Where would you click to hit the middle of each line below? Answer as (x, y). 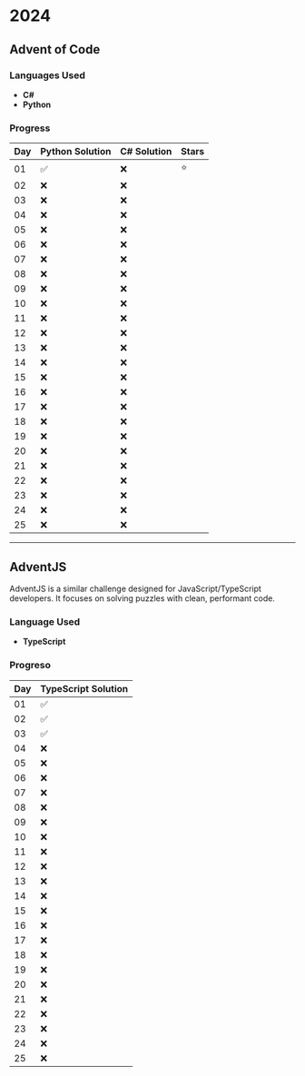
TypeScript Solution (84, 688)
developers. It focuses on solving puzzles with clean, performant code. (142, 598)
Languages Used (48, 75)
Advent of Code (55, 49)
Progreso (30, 666)
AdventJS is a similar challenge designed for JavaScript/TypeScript (135, 588)
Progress (30, 128)
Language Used (45, 621)
